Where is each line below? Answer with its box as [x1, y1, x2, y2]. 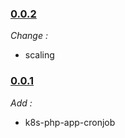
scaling [24, 49, 55, 61]
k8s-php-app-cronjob [24, 116, 116, 128]
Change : [10, 30, 48, 42]
